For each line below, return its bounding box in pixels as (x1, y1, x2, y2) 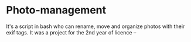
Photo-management (6, 3, 107, 17)
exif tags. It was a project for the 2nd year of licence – (6, 29, 137, 36)
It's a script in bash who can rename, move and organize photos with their (6, 23, 185, 30)
